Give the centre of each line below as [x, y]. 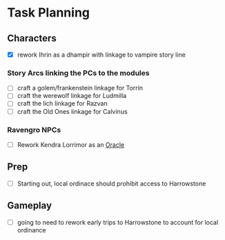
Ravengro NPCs [34, 130]
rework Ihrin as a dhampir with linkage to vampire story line [101, 54]
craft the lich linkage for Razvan [62, 103]
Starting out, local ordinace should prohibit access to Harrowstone [111, 183]
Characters [32, 38]
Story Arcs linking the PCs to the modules [78, 72]
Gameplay [30, 206]
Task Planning [49, 13]
